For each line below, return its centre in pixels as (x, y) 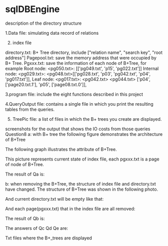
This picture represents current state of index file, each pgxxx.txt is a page (82, 159)
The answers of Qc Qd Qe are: (37, 228)
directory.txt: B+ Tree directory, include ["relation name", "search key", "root (84, 52)
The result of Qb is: (25, 218)
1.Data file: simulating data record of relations (52, 33)
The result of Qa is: (25, 174)
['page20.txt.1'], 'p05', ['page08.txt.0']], (46, 85)
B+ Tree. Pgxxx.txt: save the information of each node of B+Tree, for (76, 63)
